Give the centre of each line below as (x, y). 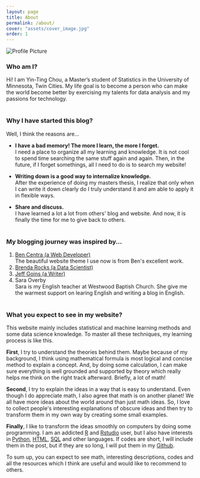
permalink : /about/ (31, 23)
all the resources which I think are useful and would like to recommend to (96, 464)
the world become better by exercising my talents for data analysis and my (98, 92)
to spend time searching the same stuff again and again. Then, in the (100, 158)
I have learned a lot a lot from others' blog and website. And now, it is (100, 213)
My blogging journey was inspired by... (64, 242)
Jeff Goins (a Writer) (40, 274)
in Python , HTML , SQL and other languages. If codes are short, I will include (100, 439)
